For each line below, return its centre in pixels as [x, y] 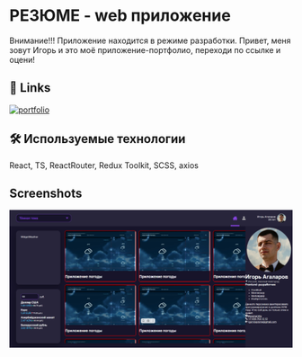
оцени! [22, 59]
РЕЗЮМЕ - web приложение [120, 16]
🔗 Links [30, 88]
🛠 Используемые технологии [98, 139]
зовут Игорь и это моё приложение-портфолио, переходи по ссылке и [145, 49]
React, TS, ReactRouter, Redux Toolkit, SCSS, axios [104, 165]
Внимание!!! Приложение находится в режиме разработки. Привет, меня [150, 40]
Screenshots [46, 193]
